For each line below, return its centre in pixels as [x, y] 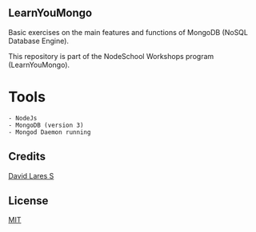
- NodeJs [23, 118]
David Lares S [31, 175]
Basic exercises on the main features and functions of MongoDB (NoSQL [128, 32]
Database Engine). [39, 41]
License [28, 201]
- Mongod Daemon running [50, 132]
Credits [27, 157]
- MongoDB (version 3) [46, 125]
